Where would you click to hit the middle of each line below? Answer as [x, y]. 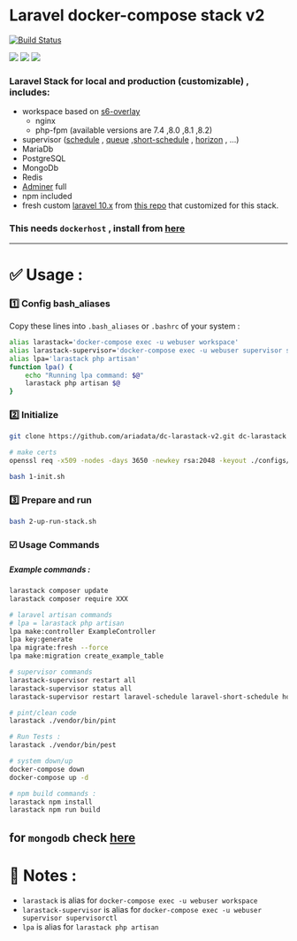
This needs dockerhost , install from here [97, 228]
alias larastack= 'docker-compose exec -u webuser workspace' [124, 343]
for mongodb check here [72, 837]
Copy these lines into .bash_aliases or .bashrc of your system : [125, 326]
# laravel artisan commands [61, 615]
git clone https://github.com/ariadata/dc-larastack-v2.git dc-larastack [148, 436]
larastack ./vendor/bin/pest [63, 745]
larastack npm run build [55, 810]
